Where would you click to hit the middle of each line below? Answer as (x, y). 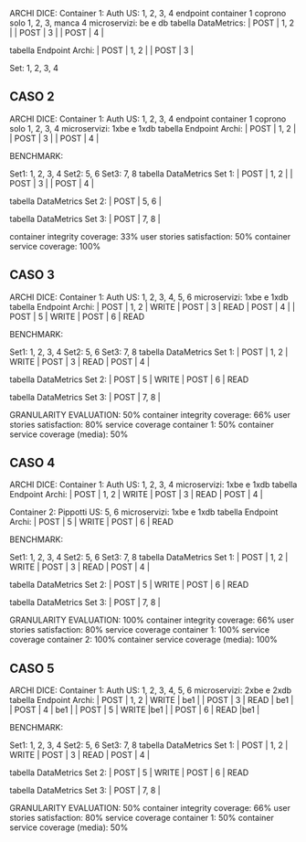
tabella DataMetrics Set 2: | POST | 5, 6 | (85, 201)
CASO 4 (32, 463)
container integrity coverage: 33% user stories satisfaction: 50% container (150, 236)
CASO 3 (32, 275)
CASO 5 (32, 668)
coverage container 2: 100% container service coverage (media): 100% (144, 640)
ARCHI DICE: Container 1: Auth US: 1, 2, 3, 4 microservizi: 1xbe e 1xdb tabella (153, 485)
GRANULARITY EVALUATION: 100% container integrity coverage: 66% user (152, 620)
